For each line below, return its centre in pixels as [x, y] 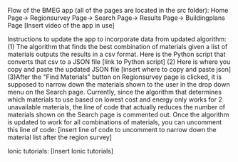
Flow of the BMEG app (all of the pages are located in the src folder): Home [118, 10]
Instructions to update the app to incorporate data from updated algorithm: [117, 39]
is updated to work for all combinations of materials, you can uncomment [115, 122]
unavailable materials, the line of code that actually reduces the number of [117, 107]
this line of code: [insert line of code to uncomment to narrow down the [112, 130]
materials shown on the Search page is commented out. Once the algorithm [118, 114]
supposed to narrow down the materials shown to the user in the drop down [119, 84]
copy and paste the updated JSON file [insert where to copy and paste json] [119, 69]
